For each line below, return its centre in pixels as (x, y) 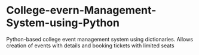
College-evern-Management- (81, 10)
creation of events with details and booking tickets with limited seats (90, 46)
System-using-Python (63, 23)
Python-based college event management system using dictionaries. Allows (99, 39)
